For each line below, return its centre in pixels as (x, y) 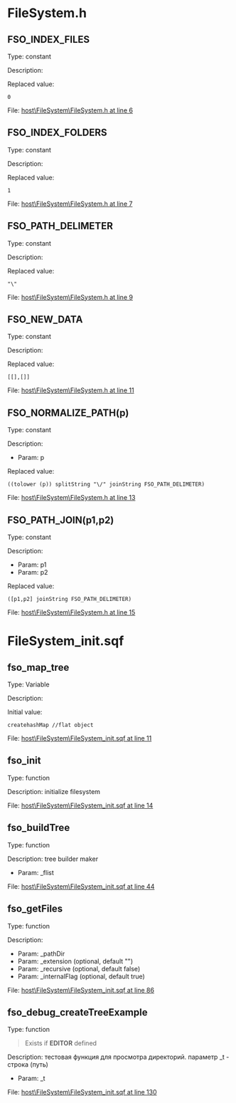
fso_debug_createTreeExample (77, 1012)
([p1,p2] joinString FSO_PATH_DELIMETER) (70, 600)
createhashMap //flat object (50, 725)
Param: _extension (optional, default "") (75, 961)
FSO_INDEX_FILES (49, 40)
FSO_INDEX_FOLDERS (58, 133)
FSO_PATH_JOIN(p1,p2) (61, 520)
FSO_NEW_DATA (45, 319)
